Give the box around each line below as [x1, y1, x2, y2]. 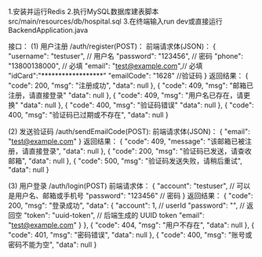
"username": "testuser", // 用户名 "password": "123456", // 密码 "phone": [8, 52, 244, 60]
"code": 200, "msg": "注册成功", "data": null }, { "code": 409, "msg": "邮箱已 [8, 81, 253, 90]
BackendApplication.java [8, 26, 89, 34]
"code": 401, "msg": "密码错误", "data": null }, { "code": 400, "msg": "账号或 [8, 230, 253, 239]
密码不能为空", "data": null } [8, 240, 97, 249]
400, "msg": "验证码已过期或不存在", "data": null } [8, 110, 169, 119]
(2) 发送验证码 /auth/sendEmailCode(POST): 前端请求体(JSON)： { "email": [8, 127, 250, 136]
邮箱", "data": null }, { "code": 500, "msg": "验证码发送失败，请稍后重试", [8, 156, 243, 165]
